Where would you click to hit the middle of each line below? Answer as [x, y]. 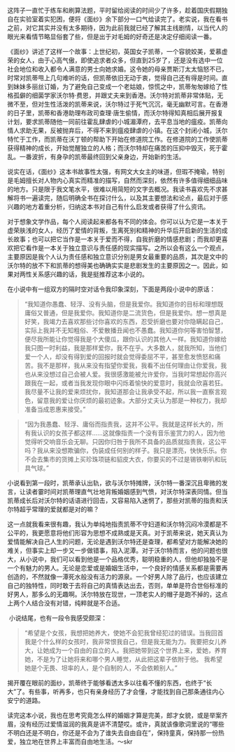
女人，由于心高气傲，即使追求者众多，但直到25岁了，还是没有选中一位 [121, 60]
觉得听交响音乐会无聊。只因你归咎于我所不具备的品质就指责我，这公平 [126, 442]
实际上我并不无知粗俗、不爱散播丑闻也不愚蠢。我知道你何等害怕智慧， [126, 330]
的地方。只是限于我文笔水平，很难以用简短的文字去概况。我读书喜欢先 [108, 189]
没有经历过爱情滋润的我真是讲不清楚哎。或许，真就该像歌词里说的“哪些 [122, 724]
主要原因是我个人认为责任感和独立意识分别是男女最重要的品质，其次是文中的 [117, 257]
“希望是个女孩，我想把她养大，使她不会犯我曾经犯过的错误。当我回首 [124, 633]
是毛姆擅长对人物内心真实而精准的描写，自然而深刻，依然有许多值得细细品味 [117, 180]
